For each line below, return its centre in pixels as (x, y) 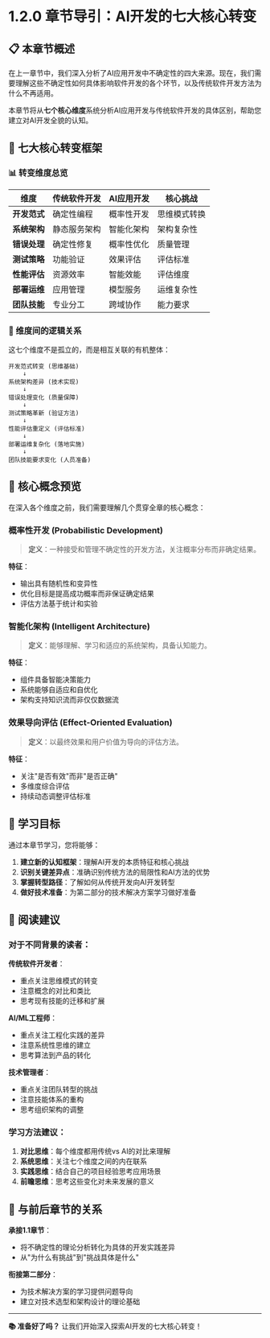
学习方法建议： (37, 1133)
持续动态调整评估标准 (55, 796)
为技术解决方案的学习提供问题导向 (76, 1291)
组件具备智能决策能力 (55, 680)
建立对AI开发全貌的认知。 (51, 120)
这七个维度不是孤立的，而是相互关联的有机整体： (89, 349)
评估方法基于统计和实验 (59, 603)
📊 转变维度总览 (38, 173)
